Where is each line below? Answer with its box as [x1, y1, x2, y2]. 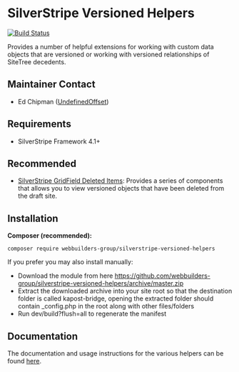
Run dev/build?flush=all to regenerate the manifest [17, 309, 167, 318]
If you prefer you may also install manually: [7, 258, 133, 266]
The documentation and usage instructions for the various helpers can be [7, 349, 224, 358]
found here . [7, 357, 41, 365]
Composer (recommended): [7, 231, 93, 240]
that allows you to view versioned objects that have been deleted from [17, 184, 225, 193]
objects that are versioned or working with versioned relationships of [7, 50, 210, 59]
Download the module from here [17, 271, 113, 280]
